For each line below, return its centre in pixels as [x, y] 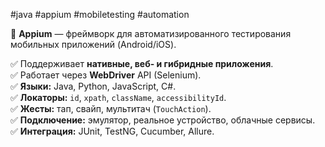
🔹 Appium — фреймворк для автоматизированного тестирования [151, 33]
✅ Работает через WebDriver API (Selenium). [106, 75]
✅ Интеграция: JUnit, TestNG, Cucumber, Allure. [112, 131]
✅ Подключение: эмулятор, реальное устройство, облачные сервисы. [163, 120]
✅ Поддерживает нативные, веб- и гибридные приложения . [142, 63]
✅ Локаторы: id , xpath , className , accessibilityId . [118, 97]
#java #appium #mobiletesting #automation [100, 14]
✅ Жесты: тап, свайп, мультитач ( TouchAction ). [111, 108]
